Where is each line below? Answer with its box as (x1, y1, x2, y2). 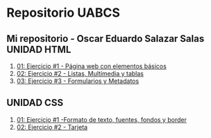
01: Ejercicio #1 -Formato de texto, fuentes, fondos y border (16, 115, 187, 123)
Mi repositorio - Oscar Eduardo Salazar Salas (6, 33, 205, 45)
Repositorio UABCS (6, 5, 121, 21)
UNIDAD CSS (6, 97, 64, 109)
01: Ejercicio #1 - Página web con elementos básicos (16, 62, 167, 70)
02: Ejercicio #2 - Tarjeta (16, 123, 88, 131)
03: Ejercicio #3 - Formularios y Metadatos (16, 77, 140, 85)
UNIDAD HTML (6, 43, 71, 55)
